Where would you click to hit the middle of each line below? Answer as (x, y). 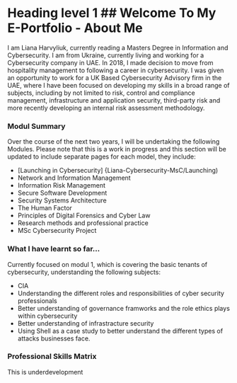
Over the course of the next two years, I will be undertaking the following (114, 142)
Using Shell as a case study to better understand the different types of (120, 331)
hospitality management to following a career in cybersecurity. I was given (116, 70)
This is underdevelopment (45, 372)
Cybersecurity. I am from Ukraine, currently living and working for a (106, 55)
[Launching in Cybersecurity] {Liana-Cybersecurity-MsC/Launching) (118, 171)
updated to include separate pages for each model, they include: (102, 156)
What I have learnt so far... (54, 249)
